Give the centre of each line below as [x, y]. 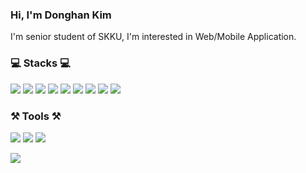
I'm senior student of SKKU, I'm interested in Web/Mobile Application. [153, 37]
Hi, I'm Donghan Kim [61, 15]
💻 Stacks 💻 [40, 63]
